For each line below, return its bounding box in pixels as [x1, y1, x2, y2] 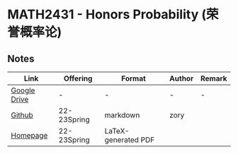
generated [104, 135, 140, 145]
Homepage [11, 131, 48, 140]
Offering [63, 73, 93, 83]
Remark [200, 73, 227, 83]
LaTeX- [104, 126, 130, 136]
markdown [104, 110, 140, 120]
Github [11, 110, 33, 120]
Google [11, 85, 35, 95]
